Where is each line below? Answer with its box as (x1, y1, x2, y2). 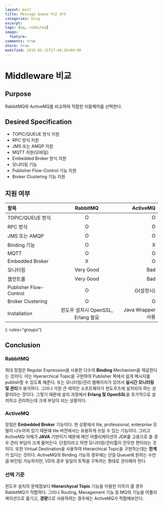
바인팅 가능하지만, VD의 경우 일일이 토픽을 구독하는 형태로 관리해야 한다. (10, 458, 147, 464)
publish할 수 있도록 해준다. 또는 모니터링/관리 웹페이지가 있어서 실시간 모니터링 (5, 379, 154, 385)
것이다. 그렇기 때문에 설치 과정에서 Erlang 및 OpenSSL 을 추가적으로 (21, 391, 151, 397)
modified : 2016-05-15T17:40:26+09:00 (5, 48, 81, 52)
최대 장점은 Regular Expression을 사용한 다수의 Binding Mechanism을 (5, 367, 141, 373)
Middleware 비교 (5, 70, 72, 81)
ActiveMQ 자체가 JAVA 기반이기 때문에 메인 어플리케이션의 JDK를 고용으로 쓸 (5, 434, 153, 440)
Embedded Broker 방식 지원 (12, 156, 66, 161)
